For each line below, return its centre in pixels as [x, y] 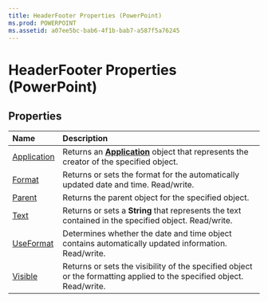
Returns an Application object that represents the [156, 152]
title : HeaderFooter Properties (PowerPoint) [85, 16]
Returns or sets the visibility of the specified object [158, 266]
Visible [25, 277]
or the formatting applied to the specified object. [153, 277]
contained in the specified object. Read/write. [148, 221]
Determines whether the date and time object [148, 233]
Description [85, 139]
